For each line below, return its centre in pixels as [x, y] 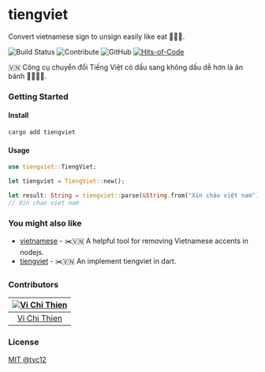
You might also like [45, 223]
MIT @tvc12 [28, 359]
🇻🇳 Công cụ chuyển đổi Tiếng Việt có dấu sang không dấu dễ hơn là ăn [125, 67]
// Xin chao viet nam [44, 203]
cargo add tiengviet [42, 132]
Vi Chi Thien [40, 318]
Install [19, 116]
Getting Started [38, 97]
